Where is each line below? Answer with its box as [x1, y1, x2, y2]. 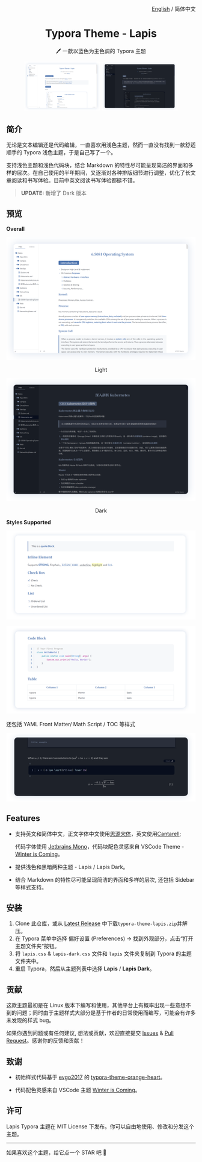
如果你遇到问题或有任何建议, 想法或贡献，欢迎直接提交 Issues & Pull [6, 1029, 174, 1037]
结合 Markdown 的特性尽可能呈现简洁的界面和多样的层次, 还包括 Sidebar [14, 876, 195, 883]
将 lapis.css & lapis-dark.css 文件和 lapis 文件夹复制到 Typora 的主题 [14, 950, 192, 957]
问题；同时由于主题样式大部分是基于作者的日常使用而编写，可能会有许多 [16, 1009, 196, 1017]
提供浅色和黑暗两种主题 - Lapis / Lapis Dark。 [14, 863, 129, 870]
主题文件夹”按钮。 [14, 943, 60, 950]
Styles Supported [6, 518, 51, 526]
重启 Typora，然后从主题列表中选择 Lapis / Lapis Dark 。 [14, 965, 155, 972]
